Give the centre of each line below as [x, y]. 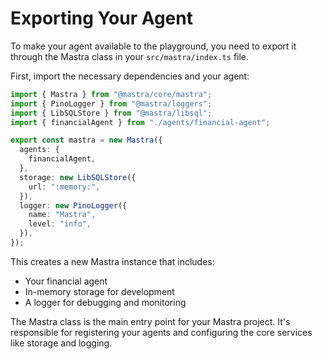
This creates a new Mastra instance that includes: [112, 261]
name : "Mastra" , [62, 215]
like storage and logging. [61, 343]
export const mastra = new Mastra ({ [86, 140]
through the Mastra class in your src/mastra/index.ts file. [130, 56]
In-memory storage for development [99, 291]
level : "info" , [60, 224]
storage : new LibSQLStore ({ [78, 177]
